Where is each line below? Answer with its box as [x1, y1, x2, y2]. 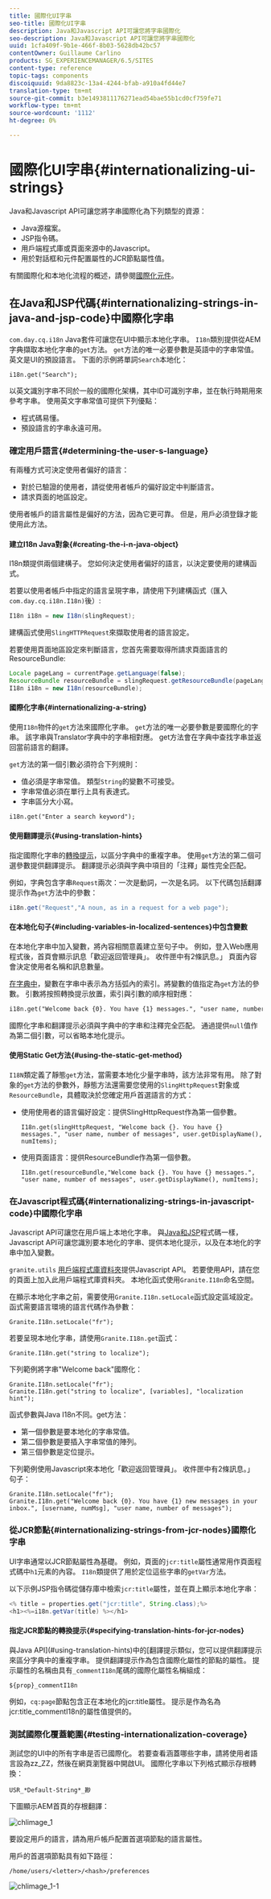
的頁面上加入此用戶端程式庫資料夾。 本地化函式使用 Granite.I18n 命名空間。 [9, 1275, 259, 1285]
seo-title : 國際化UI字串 [9, 19, 87, 27]
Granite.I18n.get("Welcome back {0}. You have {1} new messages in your [9, 1497, 258, 1506]
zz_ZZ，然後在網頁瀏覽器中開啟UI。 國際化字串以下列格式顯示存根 [30, 1758, 250, 1768]
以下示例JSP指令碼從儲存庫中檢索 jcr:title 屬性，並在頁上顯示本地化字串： [9, 1583, 260, 1593]
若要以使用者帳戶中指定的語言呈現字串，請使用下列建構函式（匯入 [9, 585, 228, 596]
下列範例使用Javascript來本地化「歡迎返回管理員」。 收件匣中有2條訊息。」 [9, 1464, 255, 1474]
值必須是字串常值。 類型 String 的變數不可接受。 [20, 776, 179, 786]
